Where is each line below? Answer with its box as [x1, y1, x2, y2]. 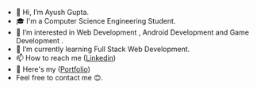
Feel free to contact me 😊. [15, 73, 104, 82]
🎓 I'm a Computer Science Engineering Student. [15, 17, 176, 25]
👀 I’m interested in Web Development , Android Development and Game [15, 28, 250, 37]
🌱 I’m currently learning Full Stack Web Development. [15, 44, 190, 54]
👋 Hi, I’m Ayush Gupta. [15, 8, 90, 17]
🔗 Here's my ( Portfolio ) [15, 65, 91, 74]
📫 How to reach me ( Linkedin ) [15, 54, 117, 62]
